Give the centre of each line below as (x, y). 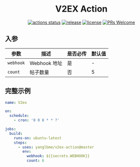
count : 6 (35, 161)
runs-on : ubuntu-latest (38, 138)
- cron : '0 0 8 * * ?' (37, 120)
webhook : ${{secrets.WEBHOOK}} (58, 156)
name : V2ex (16, 102)
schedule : (19, 116)
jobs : (10, 129)
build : (16, 134)
